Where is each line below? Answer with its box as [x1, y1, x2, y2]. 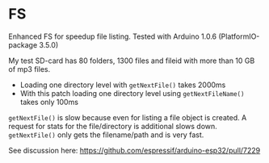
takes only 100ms [19, 97, 79, 107]
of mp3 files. [8, 64, 51, 73]
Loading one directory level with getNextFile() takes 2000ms [19, 80, 226, 90]
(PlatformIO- [217, 31, 260, 41]
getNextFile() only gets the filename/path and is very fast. [8, 130, 204, 140]
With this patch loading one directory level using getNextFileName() [19, 88, 245, 98]
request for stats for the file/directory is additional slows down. [8, 121, 218, 131]
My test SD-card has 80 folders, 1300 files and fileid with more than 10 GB [8, 56, 255, 65]
